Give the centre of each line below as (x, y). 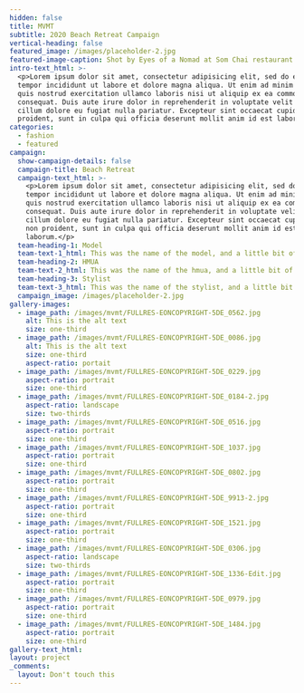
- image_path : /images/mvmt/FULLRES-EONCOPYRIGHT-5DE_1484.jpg (139, 624)
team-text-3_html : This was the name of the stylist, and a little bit (156, 287)
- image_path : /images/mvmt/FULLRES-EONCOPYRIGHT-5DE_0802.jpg (139, 473)
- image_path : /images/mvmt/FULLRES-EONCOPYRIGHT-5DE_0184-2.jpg (143, 397)
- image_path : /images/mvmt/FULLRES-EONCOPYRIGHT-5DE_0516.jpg (139, 422)
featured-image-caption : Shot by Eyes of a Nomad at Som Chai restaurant (152, 60)
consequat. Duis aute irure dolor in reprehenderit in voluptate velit (156, 102)
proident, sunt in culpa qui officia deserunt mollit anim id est (145, 119)
